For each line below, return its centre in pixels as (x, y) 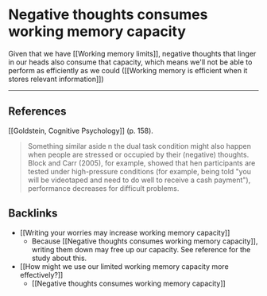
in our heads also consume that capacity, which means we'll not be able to (130, 62)
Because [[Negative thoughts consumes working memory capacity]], (145, 241)
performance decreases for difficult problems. (103, 188)
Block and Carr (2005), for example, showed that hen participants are (141, 163)
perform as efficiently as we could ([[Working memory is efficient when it (128, 70)
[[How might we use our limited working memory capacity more (124, 266)
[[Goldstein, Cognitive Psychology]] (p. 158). (81, 130)
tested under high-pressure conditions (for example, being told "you (139, 171)
